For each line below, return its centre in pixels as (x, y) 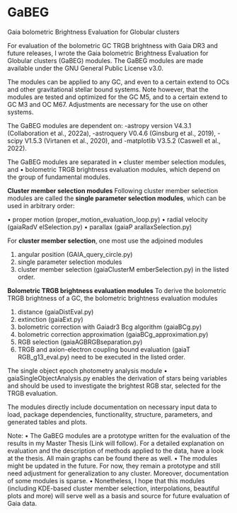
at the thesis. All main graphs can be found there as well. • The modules (112, 458)
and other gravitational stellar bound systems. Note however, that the (108, 89)
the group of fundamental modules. (59, 177)
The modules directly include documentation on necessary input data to (112, 407)
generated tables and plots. (47, 422)
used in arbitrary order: (41, 205)
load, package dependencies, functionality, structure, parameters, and (110, 414)
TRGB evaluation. (33, 393)
